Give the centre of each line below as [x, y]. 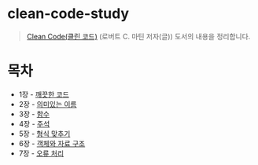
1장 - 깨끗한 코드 [44, 94]
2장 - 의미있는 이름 [48, 104]
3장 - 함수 [34, 114]
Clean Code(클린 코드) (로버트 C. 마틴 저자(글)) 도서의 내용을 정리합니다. [138, 36]
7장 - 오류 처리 [41, 153]
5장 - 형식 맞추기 [44, 134]
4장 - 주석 [34, 123]
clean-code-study [68, 14]
